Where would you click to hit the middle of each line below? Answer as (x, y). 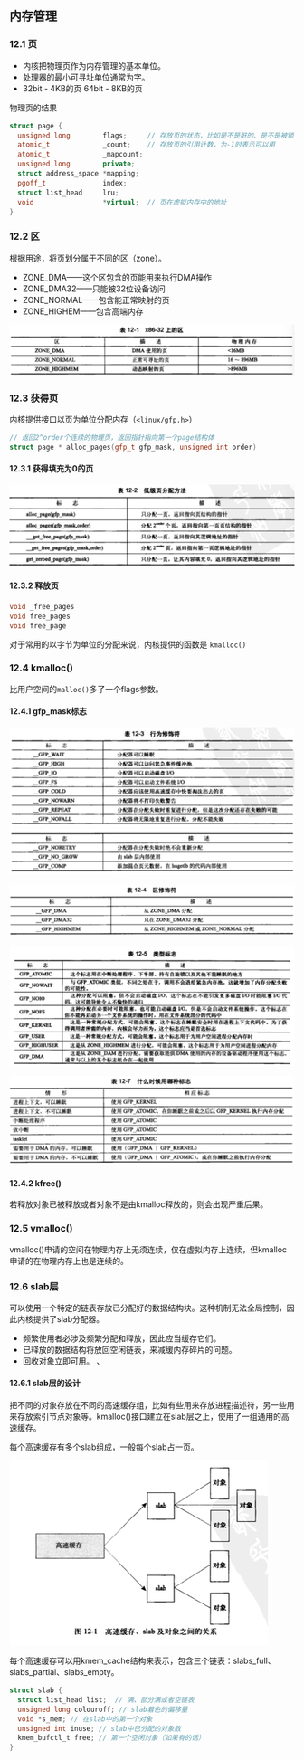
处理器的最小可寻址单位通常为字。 (86, 77)
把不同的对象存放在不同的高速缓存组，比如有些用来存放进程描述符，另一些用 (152, 1405)
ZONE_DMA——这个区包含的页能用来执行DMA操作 (117, 277)
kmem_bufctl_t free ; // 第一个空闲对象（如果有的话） (111, 1738)
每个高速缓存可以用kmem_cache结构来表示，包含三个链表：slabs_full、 (142, 1661)
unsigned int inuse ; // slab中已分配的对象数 (99, 1728)
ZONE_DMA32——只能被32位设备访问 (94, 289)
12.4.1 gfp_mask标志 (48, 711)
